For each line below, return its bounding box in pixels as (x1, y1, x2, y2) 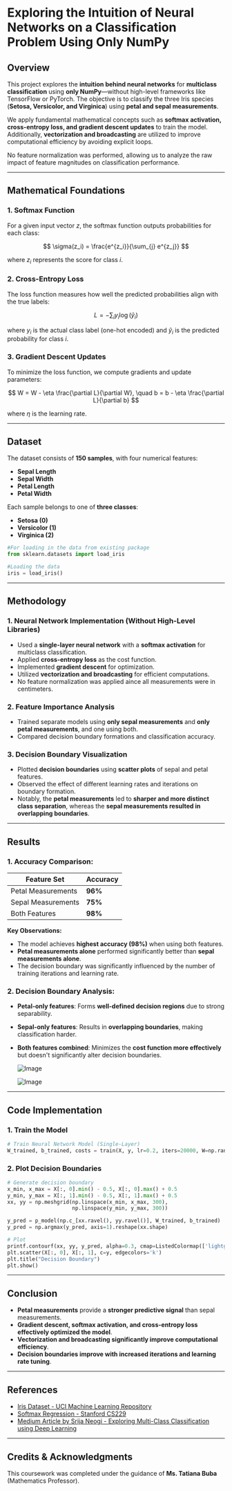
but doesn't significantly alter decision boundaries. (17, 1051, 162, 1059)
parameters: (7, 375, 42, 383)
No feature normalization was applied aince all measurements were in (17, 677, 216, 685)
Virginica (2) (17, 531, 54, 539)
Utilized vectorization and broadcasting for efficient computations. (17, 669, 210, 678)
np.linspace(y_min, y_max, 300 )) (72, 1205, 168, 1212)
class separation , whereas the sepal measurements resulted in (17, 802, 201, 811)
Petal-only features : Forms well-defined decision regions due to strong (17, 1002, 225, 1010)
